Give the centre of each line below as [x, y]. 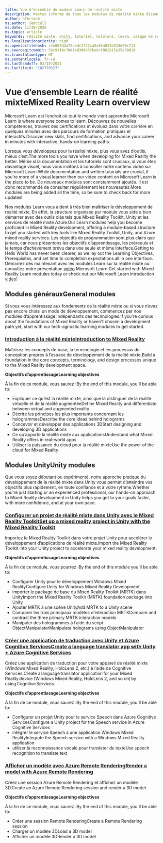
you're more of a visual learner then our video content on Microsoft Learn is [81, 177]
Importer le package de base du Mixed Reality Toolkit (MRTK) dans [79, 592]
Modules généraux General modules [60, 294]
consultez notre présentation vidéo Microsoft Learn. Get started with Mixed [80, 268]
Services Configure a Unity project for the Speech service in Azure [78, 722]
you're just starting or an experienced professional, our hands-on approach [81, 492]
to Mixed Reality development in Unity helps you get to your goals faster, [78, 497]
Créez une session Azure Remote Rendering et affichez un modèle [72, 782]
